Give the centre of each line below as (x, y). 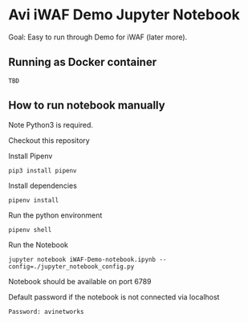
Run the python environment (55, 215)
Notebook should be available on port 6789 (80, 281)
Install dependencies (43, 185)
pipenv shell (30, 230)
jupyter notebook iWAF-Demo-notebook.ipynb (82, 259)
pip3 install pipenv (43, 170)
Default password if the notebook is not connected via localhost (114, 297)
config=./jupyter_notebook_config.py (71, 267)
